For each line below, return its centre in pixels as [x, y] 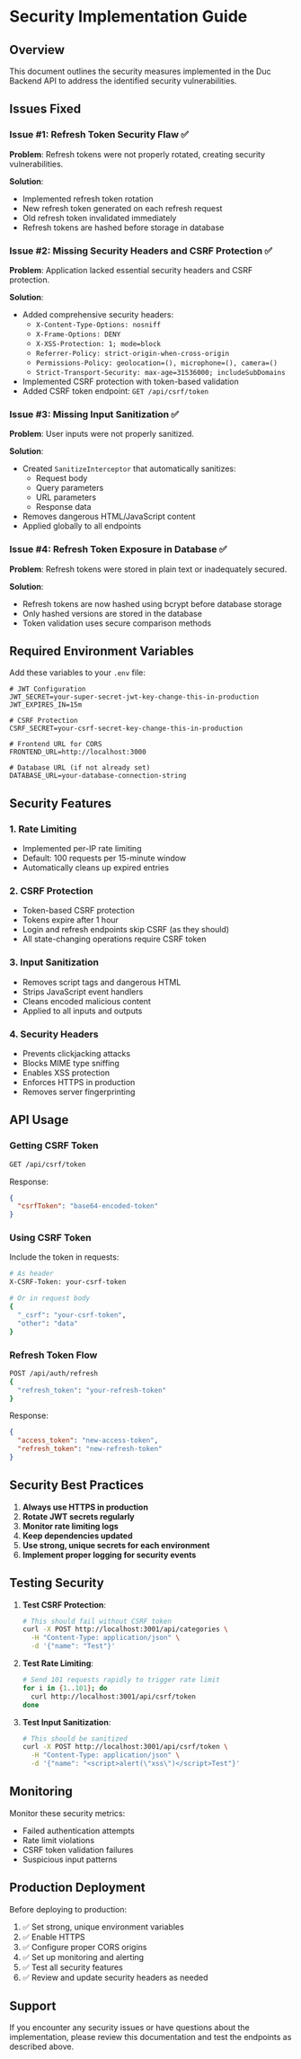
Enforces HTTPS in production [79, 1082]
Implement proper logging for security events [109, 1555]
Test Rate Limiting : [58, 1663]
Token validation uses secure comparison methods [117, 623]
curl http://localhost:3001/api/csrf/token [113, 1697]
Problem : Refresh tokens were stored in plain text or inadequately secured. [148, 569]
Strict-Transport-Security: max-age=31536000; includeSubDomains [160, 372]
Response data [63, 507]
